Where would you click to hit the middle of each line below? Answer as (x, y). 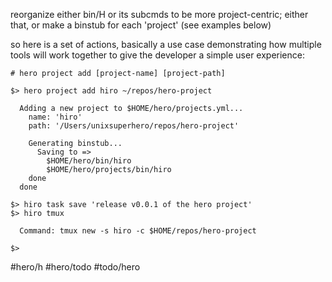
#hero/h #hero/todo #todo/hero (75, 267)
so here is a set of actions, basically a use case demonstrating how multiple (166, 44)
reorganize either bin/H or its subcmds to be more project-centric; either (159, 14)
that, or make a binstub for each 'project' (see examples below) (141, 25)
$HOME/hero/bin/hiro (89, 161)
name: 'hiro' (55, 117)
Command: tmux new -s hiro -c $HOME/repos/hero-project (138, 231)
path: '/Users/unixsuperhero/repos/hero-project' (134, 126)
